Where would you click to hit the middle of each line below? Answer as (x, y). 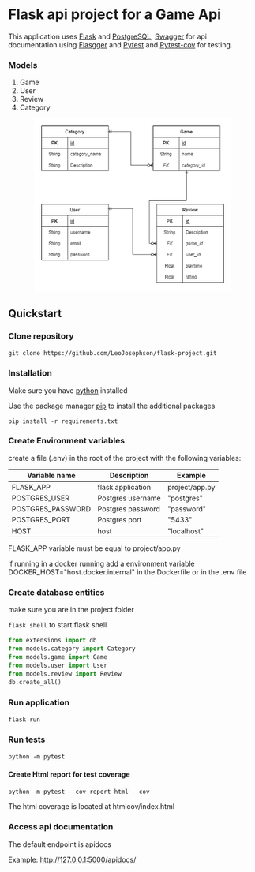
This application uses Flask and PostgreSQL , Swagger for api (108, 36)
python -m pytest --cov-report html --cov (79, 792)
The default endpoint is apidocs (60, 844)
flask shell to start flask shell (58, 625)
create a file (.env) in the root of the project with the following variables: (125, 458)
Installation (30, 373)
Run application (39, 702)
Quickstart (35, 313)
